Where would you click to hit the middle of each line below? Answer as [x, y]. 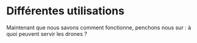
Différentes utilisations [66, 11]
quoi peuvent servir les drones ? [47, 33]
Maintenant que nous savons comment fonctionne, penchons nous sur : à [99, 27]
